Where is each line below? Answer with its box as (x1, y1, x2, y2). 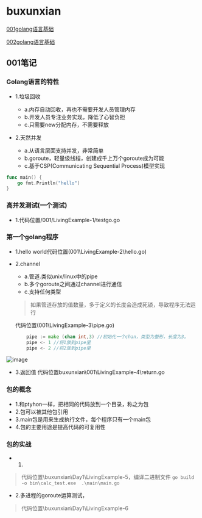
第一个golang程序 (6, 233, 59, 242)
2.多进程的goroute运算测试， (15, 492, 88, 499)
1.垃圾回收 (15, 93, 41, 100)
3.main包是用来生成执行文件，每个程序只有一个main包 (15, 415, 151, 423)
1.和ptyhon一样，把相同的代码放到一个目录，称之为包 (15, 400, 149, 408)
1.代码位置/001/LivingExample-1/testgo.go (15, 216, 120, 223)
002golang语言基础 (6, 38, 55, 45)
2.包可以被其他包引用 (15, 408, 69, 415)
